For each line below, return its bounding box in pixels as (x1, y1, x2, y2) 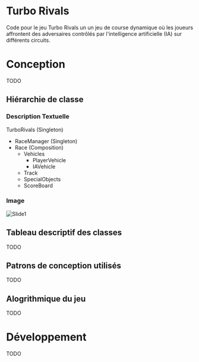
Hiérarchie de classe (6, 94, 84, 105)
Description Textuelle (6, 112, 70, 120)
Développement (6, 330, 87, 344)
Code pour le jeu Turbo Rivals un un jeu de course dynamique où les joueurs (6, 24, 194, 31)
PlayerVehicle (32, 156, 67, 163)
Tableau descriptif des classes (6, 228, 122, 238)
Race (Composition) (14, 144, 64, 151)
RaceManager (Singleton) (14, 137, 78, 144)
